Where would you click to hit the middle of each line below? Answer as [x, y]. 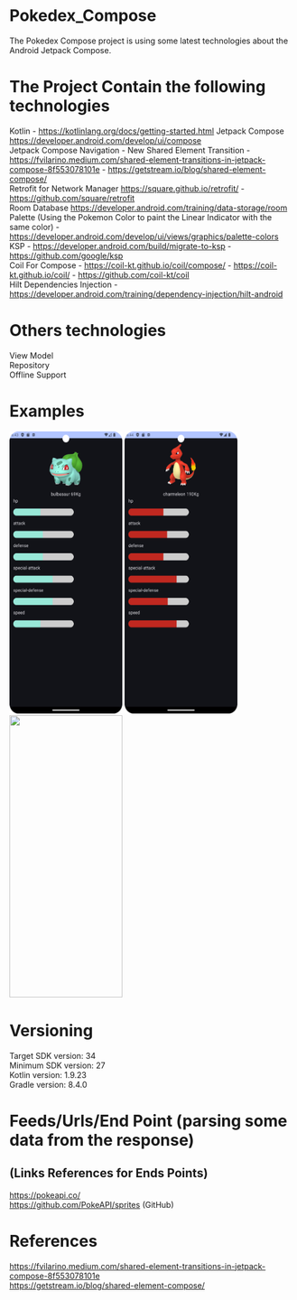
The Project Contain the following [138, 87]
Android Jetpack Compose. [60, 50]
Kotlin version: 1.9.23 [48, 1074]
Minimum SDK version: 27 [57, 1065]
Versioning [51, 1031]
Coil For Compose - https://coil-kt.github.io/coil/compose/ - [121, 265]
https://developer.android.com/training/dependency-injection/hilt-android [146, 293]
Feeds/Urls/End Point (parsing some [148, 1121]
